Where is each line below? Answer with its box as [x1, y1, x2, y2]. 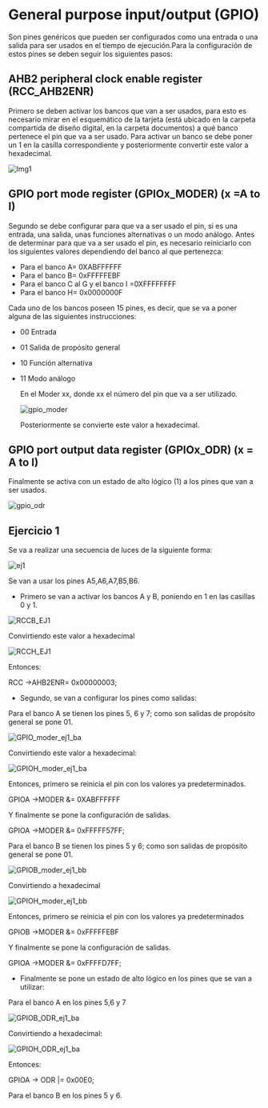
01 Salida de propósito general [19, 342, 121, 352]
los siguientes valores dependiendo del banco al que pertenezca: [8, 246, 224, 256]
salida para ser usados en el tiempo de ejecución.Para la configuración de [8, 40, 253, 50]
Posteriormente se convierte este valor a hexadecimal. [19, 420, 200, 430]
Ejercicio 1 [8, 524, 60, 538]
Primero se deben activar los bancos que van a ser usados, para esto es [8, 106, 246, 115]
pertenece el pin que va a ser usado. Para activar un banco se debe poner [8, 131, 254, 141]
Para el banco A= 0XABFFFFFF [19, 262, 122, 271]
